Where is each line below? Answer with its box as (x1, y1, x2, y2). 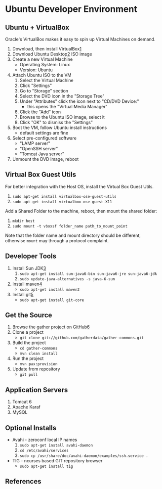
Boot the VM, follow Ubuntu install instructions (12, 125, 107, 131)
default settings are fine (19, 130, 68, 135)
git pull (19, 372, 38, 377)
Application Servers (5, 386, 68, 394)
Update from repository (12, 366, 60, 372)
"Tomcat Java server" (19, 151, 65, 157)
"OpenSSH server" (19, 146, 58, 151)
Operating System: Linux (19, 62, 70, 67)
